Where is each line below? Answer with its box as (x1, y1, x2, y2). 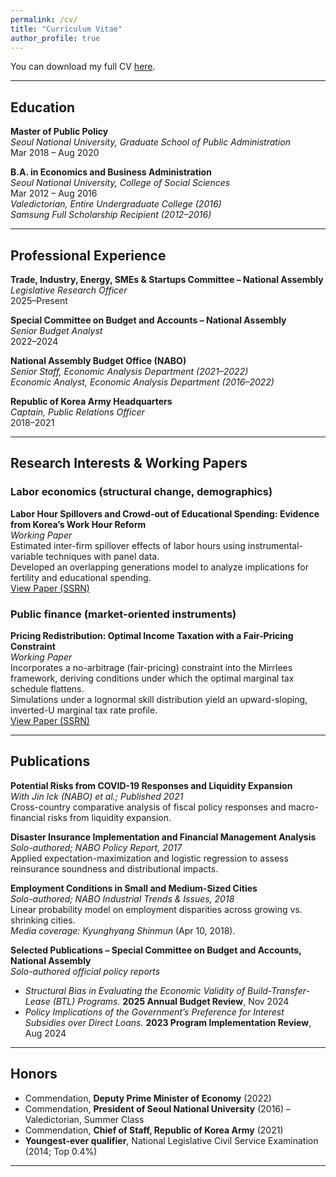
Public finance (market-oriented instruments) (10, 607, 237, 621)
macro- (288, 801, 319, 813)
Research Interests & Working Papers (10, 455, 248, 472)
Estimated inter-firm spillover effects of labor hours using (10, 539, 246, 551)
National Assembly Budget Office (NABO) (10, 355, 187, 366)
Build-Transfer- (247, 984, 310, 996)
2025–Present (10, 295, 68, 306)
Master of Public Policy (10, 126, 109, 138)
